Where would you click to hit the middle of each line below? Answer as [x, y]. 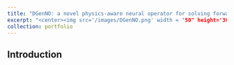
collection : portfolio [40, 26]
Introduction [35, 54]
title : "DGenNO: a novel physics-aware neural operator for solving [109, 13]
